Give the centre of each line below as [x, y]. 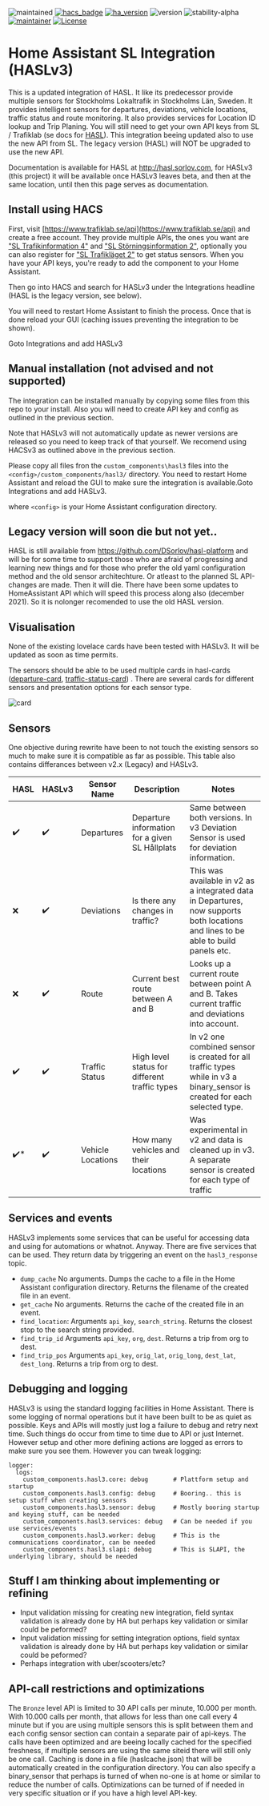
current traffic [215, 1003]
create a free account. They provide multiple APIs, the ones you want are [129, 237]
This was [207, 871]
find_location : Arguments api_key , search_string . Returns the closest [136, 1321]
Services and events [60, 1218]
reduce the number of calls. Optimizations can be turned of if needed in [126, 1784]
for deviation [213, 847]
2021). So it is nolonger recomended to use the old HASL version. [116, 602]
